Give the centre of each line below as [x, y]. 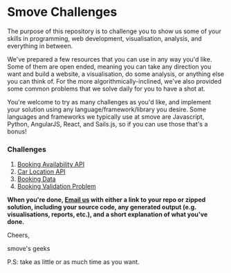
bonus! [17, 131]
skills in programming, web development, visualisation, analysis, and [104, 38]
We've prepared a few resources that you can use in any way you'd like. [110, 59]
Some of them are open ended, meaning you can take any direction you [109, 66]
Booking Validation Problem [56, 187]
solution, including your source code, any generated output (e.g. [102, 207]
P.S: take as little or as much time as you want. [73, 262]
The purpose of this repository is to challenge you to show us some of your [114, 31]
